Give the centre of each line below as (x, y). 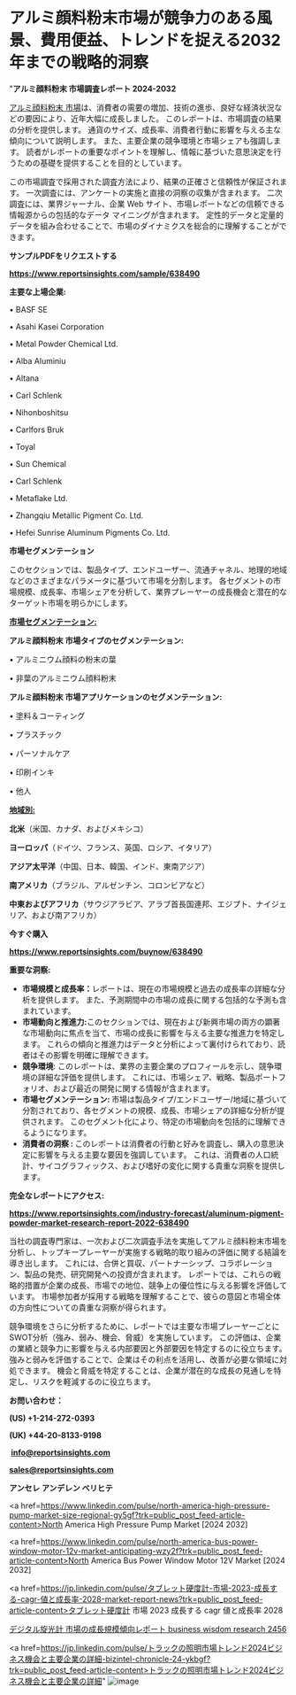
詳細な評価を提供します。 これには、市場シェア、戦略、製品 (146, 1077)
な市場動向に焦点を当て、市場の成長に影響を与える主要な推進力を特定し (153, 1033)
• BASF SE (29, 309)
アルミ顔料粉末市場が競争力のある (133, 18)
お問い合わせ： (36, 1400)
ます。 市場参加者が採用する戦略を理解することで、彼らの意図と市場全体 (148, 1296)
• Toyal (22, 446)
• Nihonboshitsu (39, 412)
